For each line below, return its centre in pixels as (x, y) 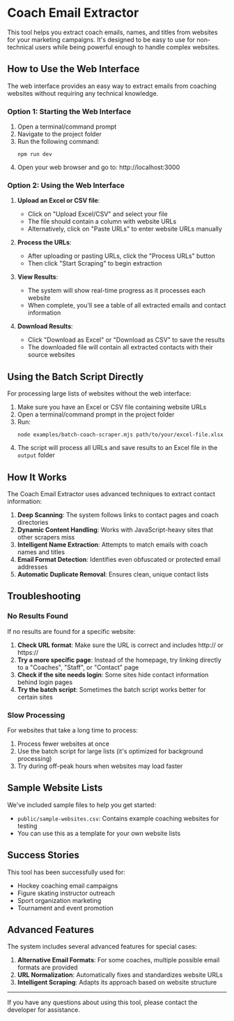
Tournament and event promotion (65, 908)
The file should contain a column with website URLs (102, 222)
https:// (28, 652)
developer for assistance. (44, 1010)
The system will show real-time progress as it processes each (117, 291)
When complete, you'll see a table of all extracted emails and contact (127, 305)
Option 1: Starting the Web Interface (69, 111)
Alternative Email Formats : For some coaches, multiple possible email (118, 960)
